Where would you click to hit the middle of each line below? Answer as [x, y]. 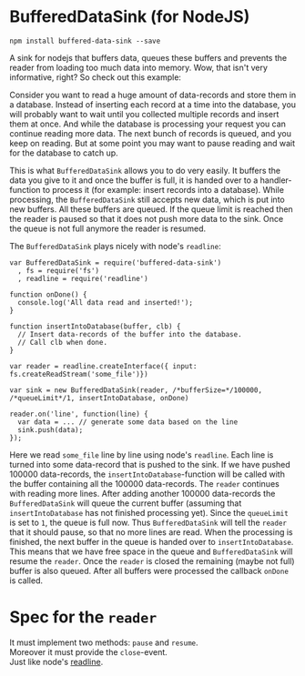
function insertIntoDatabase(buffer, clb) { [95, 326]
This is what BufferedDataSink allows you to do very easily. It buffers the [145, 170]
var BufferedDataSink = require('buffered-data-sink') [116, 262]
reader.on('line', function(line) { [79, 414]
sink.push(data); [51, 429]
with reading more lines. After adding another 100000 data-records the [142, 493]
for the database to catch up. [64, 153]
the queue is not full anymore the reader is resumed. [108, 228]
